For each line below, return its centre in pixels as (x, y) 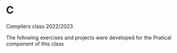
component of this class (35, 44)
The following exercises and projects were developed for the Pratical (89, 37)
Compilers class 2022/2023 (40, 26)
